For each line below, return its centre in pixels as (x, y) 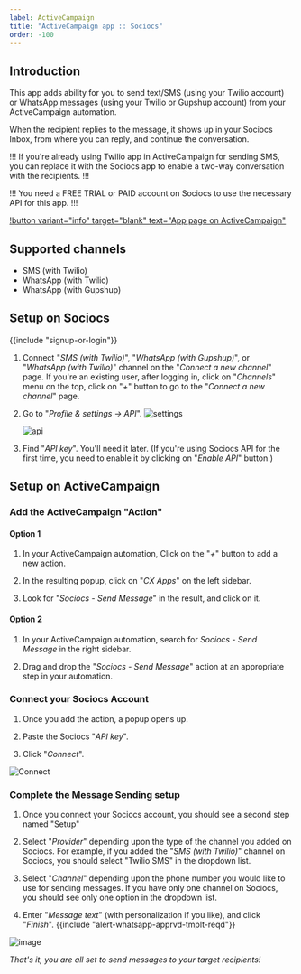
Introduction (45, 71)
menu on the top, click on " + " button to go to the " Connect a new (144, 386)
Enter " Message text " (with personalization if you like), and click (141, 915)
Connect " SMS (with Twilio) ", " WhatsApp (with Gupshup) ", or (136, 357)
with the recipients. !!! (50, 176)
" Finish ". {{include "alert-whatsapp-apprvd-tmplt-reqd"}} (129, 925)
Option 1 (25, 533)
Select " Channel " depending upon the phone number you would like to (154, 878)
